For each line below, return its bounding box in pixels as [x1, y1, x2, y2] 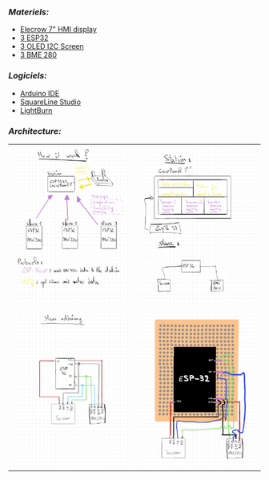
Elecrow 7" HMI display [19, 25, 98, 34]
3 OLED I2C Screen [19, 42, 84, 51]
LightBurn [19, 105, 53, 115]
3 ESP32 [19, 33, 49, 42]
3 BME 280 [19, 50, 58, 60]
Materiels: [8, 6, 50, 18]
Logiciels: [8, 71, 47, 82]
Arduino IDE [19, 88, 60, 98]
